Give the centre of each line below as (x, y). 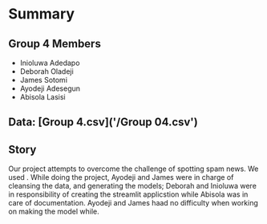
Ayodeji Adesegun (50, 88)
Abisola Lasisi (42, 97)
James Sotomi (44, 80)
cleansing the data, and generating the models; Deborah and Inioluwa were (132, 186)
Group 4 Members (55, 44)
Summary (41, 14)
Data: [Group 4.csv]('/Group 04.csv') (103, 122)
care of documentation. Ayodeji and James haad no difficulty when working (133, 203)
